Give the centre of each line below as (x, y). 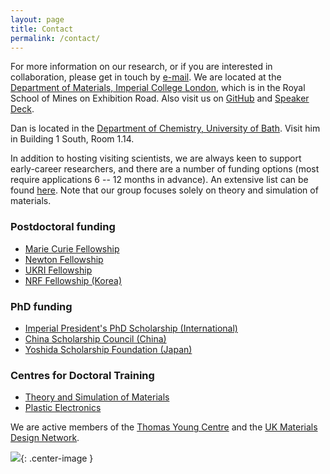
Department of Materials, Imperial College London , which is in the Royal (158, 88)
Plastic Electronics (63, 408)
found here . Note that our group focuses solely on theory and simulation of (164, 190)
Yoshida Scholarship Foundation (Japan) (108, 349)
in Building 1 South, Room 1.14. (72, 139)
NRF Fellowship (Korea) (73, 280)
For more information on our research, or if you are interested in (141, 67)
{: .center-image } (57, 458)
